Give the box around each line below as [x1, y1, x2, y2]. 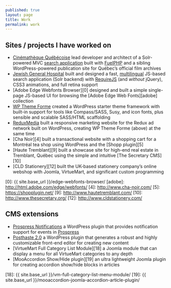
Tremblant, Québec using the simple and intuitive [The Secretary [12, 152, 149, 159]
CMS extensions [5, 210, 59, 218]
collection [12, 98, 34, 104]
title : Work [5, 17, 31, 22]
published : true [5, 7, 40, 13]
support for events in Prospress [12, 229, 79, 235]
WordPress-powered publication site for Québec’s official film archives [12, 65, 162, 72]
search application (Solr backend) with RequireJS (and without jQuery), [12, 76, 163, 83]
